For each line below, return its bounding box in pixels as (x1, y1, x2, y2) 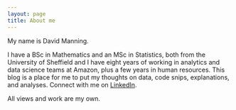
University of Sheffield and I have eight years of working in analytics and (7, 57, 220, 66)
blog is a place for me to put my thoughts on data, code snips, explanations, (7, 72, 230, 82)
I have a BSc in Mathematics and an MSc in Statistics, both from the (7, 50, 206, 59)
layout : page (7, 10, 46, 18)
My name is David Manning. (7, 36, 89, 45)
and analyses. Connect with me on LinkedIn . (7, 80, 137, 89)
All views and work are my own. (7, 94, 101, 103)
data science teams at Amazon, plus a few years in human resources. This (7, 65, 225, 74)
